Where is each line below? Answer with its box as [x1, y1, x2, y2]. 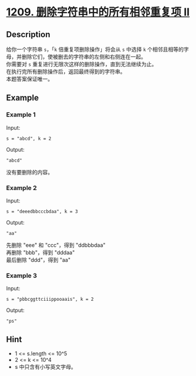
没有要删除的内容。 [6, 168, 53, 175]
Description [6, 29, 50, 39]
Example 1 [6, 111, 36, 119]
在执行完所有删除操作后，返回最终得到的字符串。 [6, 68, 126, 75]
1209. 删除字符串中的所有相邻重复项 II [6, 5, 190, 19]
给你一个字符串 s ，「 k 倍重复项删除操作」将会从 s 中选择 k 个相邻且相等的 [6, 46, 184, 53]
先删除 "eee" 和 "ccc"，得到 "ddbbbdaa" [6, 241, 106, 249]
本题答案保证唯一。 [6, 75, 53, 82]
